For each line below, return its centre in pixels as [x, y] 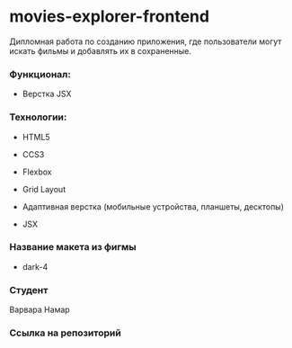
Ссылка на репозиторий [65, 333]
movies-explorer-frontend [109, 17]
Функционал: [40, 74]
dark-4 [35, 266]
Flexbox [37, 172]
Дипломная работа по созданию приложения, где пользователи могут [146, 41]
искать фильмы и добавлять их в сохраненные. [100, 50]
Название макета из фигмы [73, 247]
